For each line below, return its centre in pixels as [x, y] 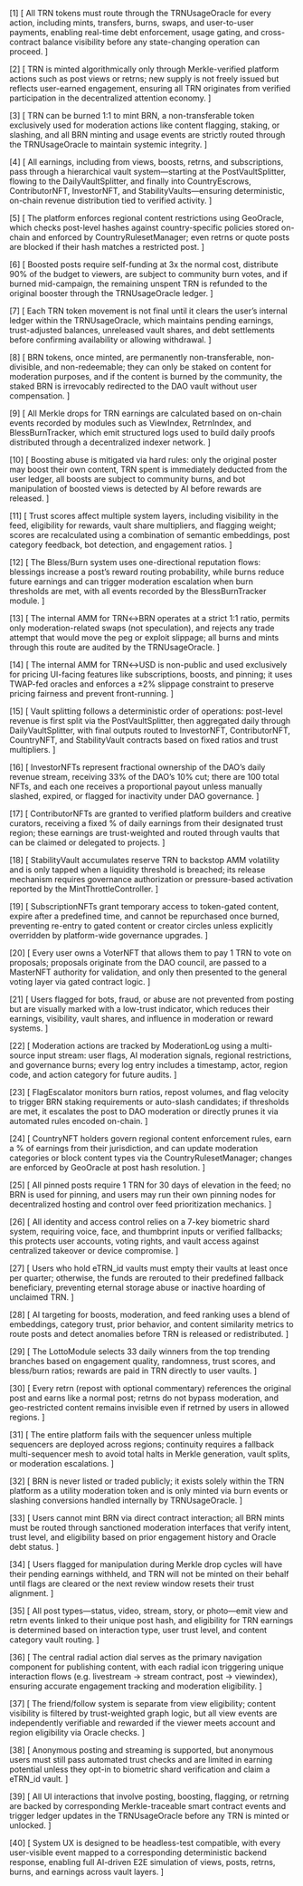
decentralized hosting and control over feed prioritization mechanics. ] [141, 1204]
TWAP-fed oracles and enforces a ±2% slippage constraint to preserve [142, 684]
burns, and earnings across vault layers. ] [87, 1872]
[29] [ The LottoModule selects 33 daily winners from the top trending [140, 1352]
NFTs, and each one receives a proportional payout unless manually [136, 786]
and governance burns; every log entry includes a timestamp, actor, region [149, 1065]
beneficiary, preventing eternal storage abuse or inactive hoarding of [137, 1287]
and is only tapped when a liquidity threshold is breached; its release [137, 870]
